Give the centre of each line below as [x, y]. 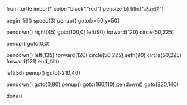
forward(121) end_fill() [33, 61]
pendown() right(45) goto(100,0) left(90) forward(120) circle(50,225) [90, 32]
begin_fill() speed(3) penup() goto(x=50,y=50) [63, 20]
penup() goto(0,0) [28, 44]
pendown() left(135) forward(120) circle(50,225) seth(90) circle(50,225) [94, 55]
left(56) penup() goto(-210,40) [43, 73]
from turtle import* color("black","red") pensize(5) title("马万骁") [85, 9]
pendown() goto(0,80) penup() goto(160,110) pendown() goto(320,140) [92, 84]
